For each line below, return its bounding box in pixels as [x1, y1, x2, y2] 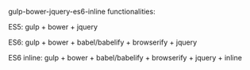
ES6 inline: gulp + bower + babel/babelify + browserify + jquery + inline [8, 53, 242, 62]
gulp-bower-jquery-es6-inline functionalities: [8, 7, 156, 16]
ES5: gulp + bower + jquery [8, 22, 98, 31]
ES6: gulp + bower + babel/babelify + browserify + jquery [8, 37, 198, 47]
